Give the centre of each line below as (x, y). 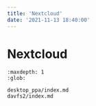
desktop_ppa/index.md (38, 90)
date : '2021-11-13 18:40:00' (49, 20)
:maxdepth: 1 (26, 72)
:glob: (16, 78)
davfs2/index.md (30, 96)
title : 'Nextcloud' (35, 13)
